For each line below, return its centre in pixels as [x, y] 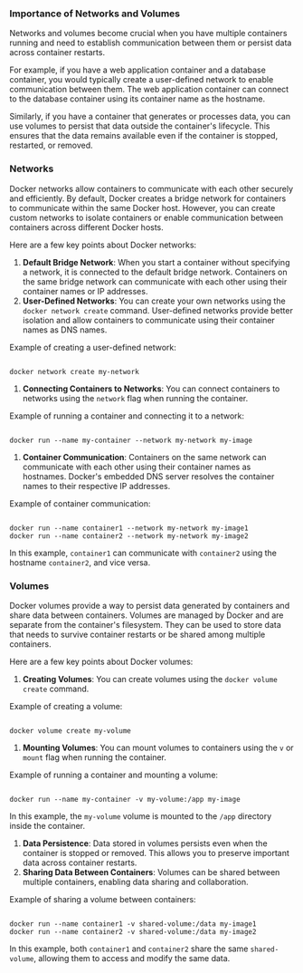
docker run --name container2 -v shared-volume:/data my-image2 [133, 931]
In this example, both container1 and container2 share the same [129, 949]
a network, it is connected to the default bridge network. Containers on [155, 272]
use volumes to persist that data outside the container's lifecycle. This [140, 126]
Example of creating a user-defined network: [93, 347]
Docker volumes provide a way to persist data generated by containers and [150, 605]
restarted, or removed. [51, 145]
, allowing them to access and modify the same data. [132, 958]
